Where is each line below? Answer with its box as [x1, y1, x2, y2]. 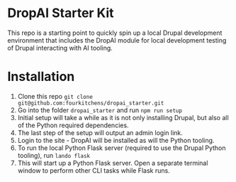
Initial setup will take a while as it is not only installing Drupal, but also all [17, 113, 229, 122]
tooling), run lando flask [17, 151, 91, 159]
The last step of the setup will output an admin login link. [17, 128, 183, 136]
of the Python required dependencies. [17, 121, 129, 129]
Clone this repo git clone [17, 92, 94, 100]
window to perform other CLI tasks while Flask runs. [17, 166, 170, 175]
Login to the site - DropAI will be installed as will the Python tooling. [17, 136, 215, 144]
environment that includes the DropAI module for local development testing [7, 36, 227, 44]
